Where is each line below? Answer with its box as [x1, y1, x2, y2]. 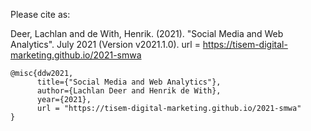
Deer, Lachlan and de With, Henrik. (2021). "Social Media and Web [10, 28, 284, 39]
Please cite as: [10, 9, 71, 20]
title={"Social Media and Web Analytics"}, [36, 77, 222, 87]
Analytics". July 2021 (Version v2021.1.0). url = [10, 39, 201, 50]
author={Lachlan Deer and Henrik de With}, [36, 86, 222, 96]
